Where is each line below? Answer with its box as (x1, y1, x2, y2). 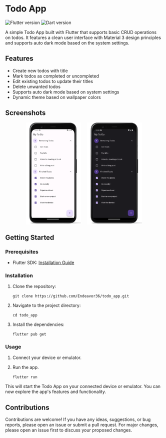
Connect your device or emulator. (12, 354, 81, 360)
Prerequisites (5, 248, 38, 255)
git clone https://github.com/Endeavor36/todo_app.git (12, 293, 129, 299)
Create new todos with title (12, 67, 68, 73)
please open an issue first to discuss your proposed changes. (5, 427, 132, 433)
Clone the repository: (12, 283, 56, 289)
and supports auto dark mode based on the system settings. (5, 39, 129, 45)
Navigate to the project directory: (12, 302, 81, 308)
